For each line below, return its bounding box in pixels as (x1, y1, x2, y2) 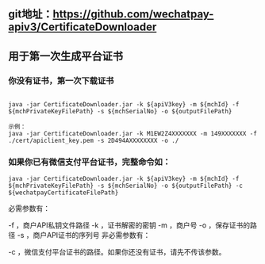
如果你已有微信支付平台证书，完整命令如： (8, 157, 171, 167)
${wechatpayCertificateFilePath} (8, 189, 119, 197)
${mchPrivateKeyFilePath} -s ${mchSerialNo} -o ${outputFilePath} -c (8, 182, 244, 190)
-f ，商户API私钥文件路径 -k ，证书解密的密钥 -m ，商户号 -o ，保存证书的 (8, 220, 251, 230)
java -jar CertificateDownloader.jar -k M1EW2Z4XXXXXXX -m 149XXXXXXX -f (8, 130, 258, 138)
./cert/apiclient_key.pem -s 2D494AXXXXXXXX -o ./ (8, 137, 179, 145)
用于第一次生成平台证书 (8, 49, 123, 63)
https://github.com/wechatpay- (52, 7, 214, 21)
